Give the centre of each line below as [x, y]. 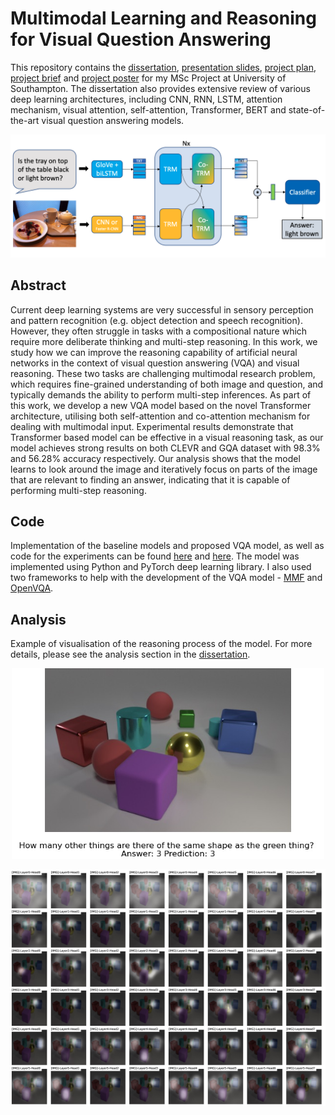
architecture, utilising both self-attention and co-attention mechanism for [160, 416]
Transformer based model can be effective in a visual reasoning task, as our [167, 437]
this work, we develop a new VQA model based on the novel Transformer [161, 405]
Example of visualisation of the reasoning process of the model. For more [161, 644]
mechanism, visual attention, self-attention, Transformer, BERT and [148, 109]
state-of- [307, 109]
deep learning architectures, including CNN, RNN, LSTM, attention [146, 99]
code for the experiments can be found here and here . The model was [155, 556]
